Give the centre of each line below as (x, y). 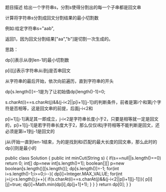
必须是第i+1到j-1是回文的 (30, 131)
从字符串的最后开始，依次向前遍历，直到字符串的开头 (59, 81)
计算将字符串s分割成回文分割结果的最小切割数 (52, 18)
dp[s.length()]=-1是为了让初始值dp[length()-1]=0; (55, 92)
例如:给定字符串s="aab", (30, 28)
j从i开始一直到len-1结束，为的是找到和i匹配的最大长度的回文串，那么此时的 (81, 142)
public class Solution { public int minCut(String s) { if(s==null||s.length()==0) (83, 158)
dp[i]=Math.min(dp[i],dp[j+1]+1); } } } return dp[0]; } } (77, 184)
